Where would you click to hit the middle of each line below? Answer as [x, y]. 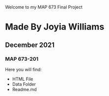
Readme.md [24, 89]
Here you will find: [23, 69]
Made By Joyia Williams [55, 27]
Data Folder [24, 84]
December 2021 [30, 45]
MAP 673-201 [22, 59]
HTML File [23, 79]
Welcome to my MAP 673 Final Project [44, 7]
